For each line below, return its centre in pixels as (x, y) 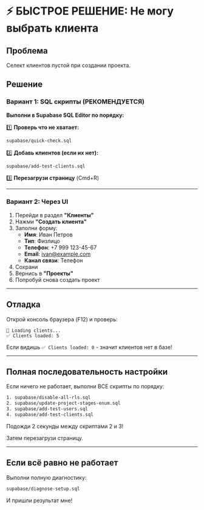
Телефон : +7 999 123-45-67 (60, 247)
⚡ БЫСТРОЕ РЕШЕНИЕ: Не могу (90, 11)
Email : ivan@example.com (57, 254)
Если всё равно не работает (62, 463)
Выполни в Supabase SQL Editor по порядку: (65, 115)
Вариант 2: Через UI (37, 202)
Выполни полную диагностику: (46, 477)
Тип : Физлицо (42, 241)
